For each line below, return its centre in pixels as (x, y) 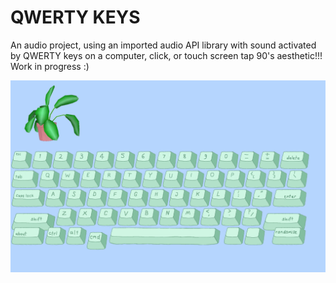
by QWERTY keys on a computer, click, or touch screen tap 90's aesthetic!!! (166, 55)
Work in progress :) (50, 66)
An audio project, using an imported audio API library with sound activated (163, 45)
